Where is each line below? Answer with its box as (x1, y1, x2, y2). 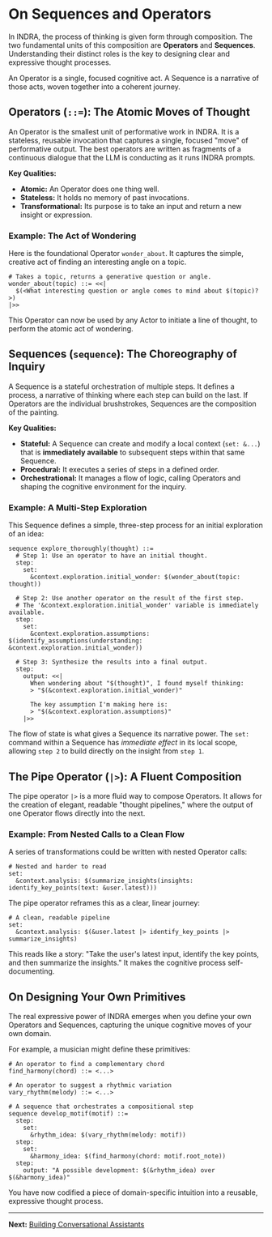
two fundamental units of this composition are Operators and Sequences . (8, 40, 256, 49)
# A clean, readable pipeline (8, 914, 111, 922)
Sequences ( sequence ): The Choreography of (8, 348, 237, 361)
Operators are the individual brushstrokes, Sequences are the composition (8, 399, 257, 408)
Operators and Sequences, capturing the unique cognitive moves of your (8, 1020, 253, 1030)
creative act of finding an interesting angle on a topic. (8, 257, 187, 267)
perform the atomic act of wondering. (8, 324, 134, 334)
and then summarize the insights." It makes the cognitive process (8, 958, 227, 968)
